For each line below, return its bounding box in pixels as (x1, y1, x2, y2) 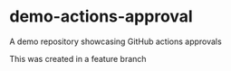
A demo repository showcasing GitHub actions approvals (9, 36, 222, 47)
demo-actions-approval (9, 6, 193, 27)
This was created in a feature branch (9, 53, 147, 64)
